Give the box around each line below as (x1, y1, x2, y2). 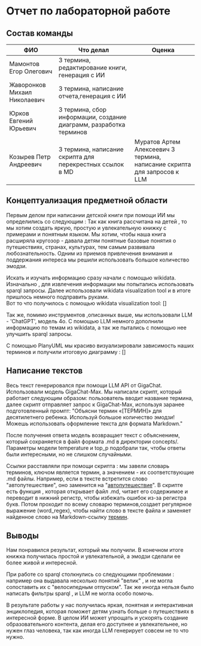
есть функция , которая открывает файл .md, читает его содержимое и (6, 488, 188, 495)
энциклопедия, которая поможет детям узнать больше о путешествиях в (6, 608, 194, 615)
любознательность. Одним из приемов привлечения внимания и (6, 250, 173, 257)
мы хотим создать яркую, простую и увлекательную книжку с (6, 224, 167, 232)
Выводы (6, 531, 39, 541)
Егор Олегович (9, 67, 53, 76)
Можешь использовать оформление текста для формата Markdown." (6, 420, 183, 427)
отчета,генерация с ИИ (59, 92, 126, 100)
